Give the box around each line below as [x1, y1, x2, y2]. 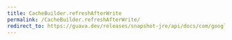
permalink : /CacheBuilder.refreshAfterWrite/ [7, 16, 140, 23]
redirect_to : [7, 22, 45, 29]
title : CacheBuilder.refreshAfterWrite [7, 9, 122, 17]
